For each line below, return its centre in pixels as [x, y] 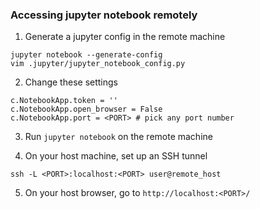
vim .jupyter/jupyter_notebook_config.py [98, 64]
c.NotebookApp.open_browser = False [86, 109]
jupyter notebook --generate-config [86, 55]
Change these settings [71, 82]
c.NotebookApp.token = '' [64, 101]
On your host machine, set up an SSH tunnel [116, 156]
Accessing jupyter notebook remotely [104, 15]
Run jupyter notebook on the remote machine [118, 137]
